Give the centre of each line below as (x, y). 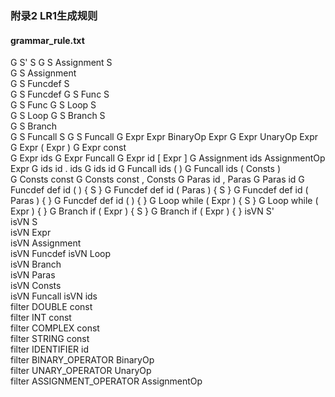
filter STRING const (50, 339)
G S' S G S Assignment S (61, 63)
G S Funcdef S (40, 84)
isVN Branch (36, 264)
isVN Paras (33, 275)
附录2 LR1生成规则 (54, 15)
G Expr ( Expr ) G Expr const (68, 148)
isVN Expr (31, 233)
